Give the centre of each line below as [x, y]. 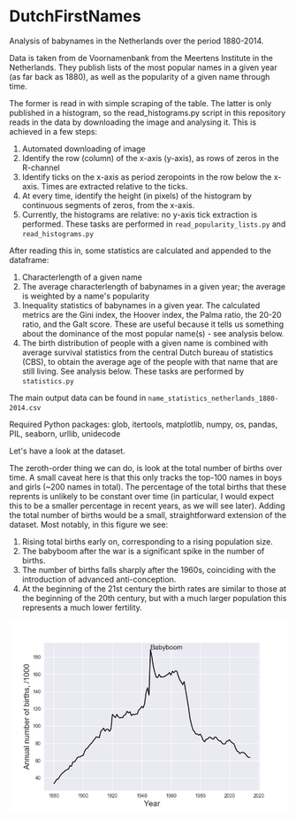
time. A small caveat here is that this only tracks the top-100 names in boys [146, 477]
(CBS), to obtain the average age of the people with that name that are [150, 361]
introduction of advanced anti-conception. [99, 579]
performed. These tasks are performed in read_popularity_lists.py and [154, 224]
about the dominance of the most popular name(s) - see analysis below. [153, 333]
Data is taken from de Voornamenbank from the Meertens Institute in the [141, 58]
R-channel [41, 167]
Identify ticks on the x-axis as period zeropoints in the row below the [147, 177]
